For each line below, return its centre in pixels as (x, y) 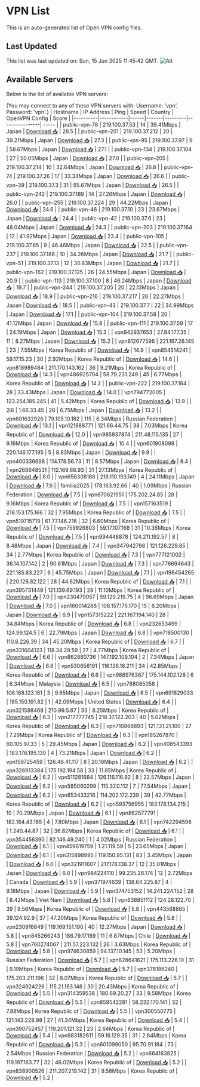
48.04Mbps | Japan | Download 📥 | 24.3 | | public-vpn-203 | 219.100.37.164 (99, 227)
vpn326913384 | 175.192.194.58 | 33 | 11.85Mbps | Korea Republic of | (92, 770)
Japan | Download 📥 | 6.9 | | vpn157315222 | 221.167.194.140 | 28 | (87, 615)
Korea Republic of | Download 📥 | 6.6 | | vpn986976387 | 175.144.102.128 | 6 (100, 675)
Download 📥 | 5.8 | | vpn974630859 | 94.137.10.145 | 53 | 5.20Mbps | (91, 951)
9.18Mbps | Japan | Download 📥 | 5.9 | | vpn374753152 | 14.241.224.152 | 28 (100, 891)
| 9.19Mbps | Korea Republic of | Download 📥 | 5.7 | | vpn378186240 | (92, 969)
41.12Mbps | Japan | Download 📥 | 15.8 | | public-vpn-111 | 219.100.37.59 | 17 (99, 323)
